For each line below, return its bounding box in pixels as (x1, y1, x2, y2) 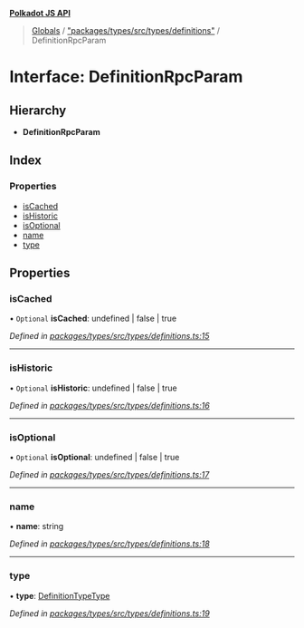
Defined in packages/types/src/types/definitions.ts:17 (9, 469, 210, 479)
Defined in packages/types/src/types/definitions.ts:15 (9, 331, 210, 342)
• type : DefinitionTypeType (9, 590, 110, 601)
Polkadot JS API (9, 8, 71, 18)
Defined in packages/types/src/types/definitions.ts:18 (9, 538, 210, 549)
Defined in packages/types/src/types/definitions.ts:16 (9, 400, 210, 411)
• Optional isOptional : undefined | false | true (9, 451, 180, 462)
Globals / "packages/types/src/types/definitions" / (31, 25, 220, 35)
